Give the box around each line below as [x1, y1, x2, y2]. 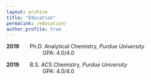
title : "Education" [6, 15, 56, 21]
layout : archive [6, 9, 48, 15]
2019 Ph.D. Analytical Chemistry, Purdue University [6, 43, 145, 50]
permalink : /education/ [6, 20, 67, 26]
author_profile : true [6, 26, 62, 32]
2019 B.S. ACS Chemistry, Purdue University [6, 61, 128, 68]
